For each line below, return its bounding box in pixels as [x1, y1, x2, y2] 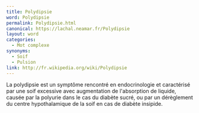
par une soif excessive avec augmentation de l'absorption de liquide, [6, 88, 177, 95]
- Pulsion [11, 59, 36, 65]
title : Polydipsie [6, 8, 52, 15]
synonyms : [6, 48, 31, 54]
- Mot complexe [11, 43, 50, 49]
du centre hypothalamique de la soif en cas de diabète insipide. [6, 100, 163, 108]
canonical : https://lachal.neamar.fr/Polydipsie [6, 25, 130, 32]
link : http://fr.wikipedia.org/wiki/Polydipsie [6, 64, 128, 71]
